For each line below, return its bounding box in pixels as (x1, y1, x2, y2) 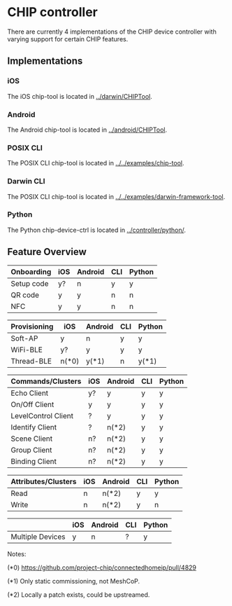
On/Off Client (10, 399, 55, 409)
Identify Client (10, 422, 57, 432)
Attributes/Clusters (10, 476, 77, 486)
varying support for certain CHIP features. (7, 34, 129, 43)
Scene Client (10, 434, 53, 443)
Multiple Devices (10, 532, 66, 542)
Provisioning (10, 322, 54, 331)
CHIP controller (7, 4, 98, 20)
